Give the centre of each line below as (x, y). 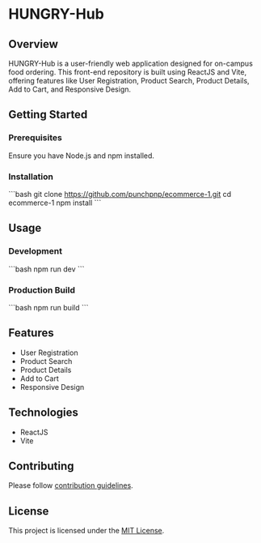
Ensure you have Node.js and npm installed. (82, 156)
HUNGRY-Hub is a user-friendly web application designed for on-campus (130, 63)
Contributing (41, 466)
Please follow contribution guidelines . (71, 485)
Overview (34, 44)
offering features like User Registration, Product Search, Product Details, (129, 81)
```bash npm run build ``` (48, 307)
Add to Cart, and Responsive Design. (70, 89)
